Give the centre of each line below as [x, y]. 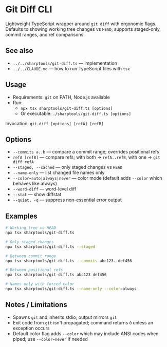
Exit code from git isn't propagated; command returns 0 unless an [83, 322]
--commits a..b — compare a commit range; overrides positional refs [86, 152]
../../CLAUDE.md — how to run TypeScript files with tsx [71, 68]
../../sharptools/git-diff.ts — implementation [65, 63]
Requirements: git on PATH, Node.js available [61, 97]
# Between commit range [31, 256]
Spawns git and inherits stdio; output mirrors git [65, 317]
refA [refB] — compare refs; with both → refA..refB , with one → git [86, 157]
